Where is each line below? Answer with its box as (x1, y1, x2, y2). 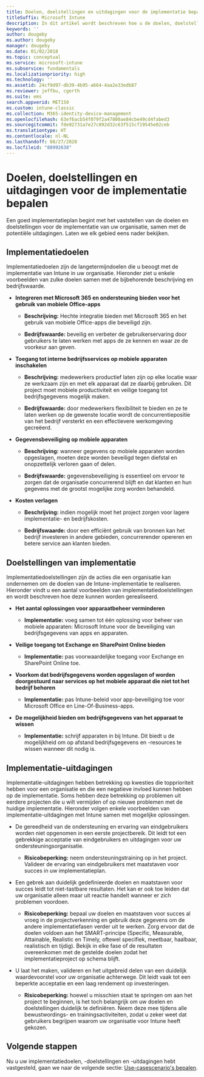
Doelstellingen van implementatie (6, 557, 137, 568)
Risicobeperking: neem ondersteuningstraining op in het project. (24, 854, 188, 861)
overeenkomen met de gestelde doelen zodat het (24, 949, 148, 956)
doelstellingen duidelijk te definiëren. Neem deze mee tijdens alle (24, 1005, 187, 1011)
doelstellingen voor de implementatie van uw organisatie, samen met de (6, 223, 186, 230)
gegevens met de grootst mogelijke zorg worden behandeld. (24, 485, 175, 493)
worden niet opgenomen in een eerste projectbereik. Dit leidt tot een (15, 830, 186, 836)
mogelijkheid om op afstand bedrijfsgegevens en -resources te (24, 739, 182, 746)
